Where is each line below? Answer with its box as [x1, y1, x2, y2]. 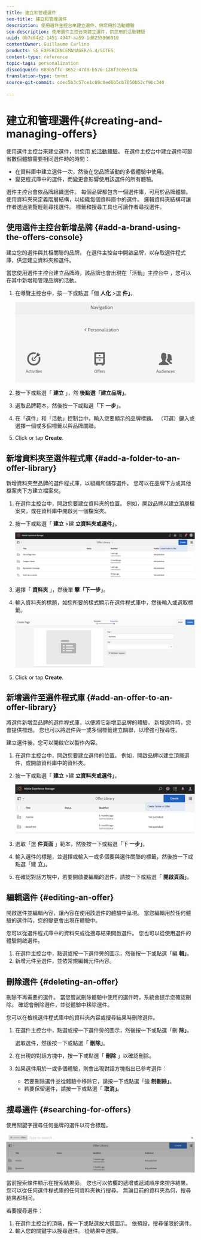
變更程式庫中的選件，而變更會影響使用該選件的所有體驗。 [14, 176, 157, 183]
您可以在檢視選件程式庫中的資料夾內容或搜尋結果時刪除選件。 [6, 1014, 159, 1021]
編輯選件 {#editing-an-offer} [6, 892, 114, 902]
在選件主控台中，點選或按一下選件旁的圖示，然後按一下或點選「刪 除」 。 [14, 1026, 193, 1034]
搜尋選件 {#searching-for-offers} [6, 1104, 132, 1115]
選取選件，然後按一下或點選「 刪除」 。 [14, 1040, 109, 1047]
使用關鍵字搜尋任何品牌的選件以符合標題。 [6, 1121, 111, 1128]
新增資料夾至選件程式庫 [6, 453, 93, 463]
